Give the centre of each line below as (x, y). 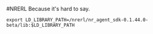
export (15, 20)
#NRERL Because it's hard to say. (48, 9)
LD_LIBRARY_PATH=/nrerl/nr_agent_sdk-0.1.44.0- (87, 20)
